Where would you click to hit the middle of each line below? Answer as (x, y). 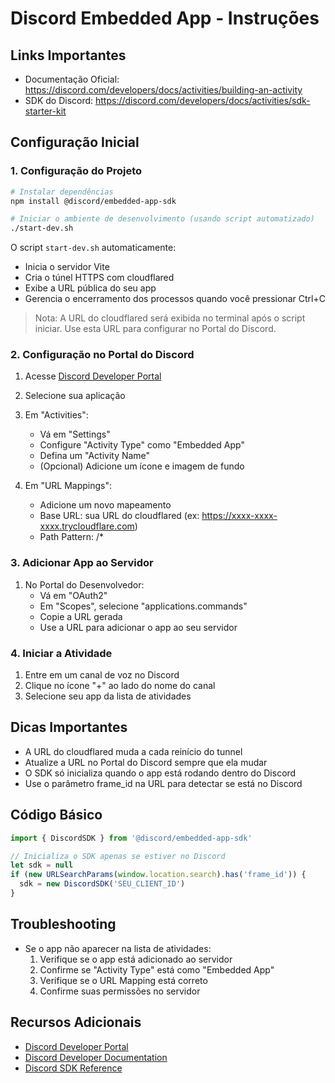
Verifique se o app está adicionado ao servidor (136, 959)
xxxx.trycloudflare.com (87, 526)
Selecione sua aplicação (75, 396)
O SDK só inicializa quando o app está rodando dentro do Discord (160, 773)
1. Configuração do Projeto (76, 171)
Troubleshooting (63, 924)
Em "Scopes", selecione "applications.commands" (143, 606)
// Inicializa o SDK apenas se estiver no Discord (118, 856)
